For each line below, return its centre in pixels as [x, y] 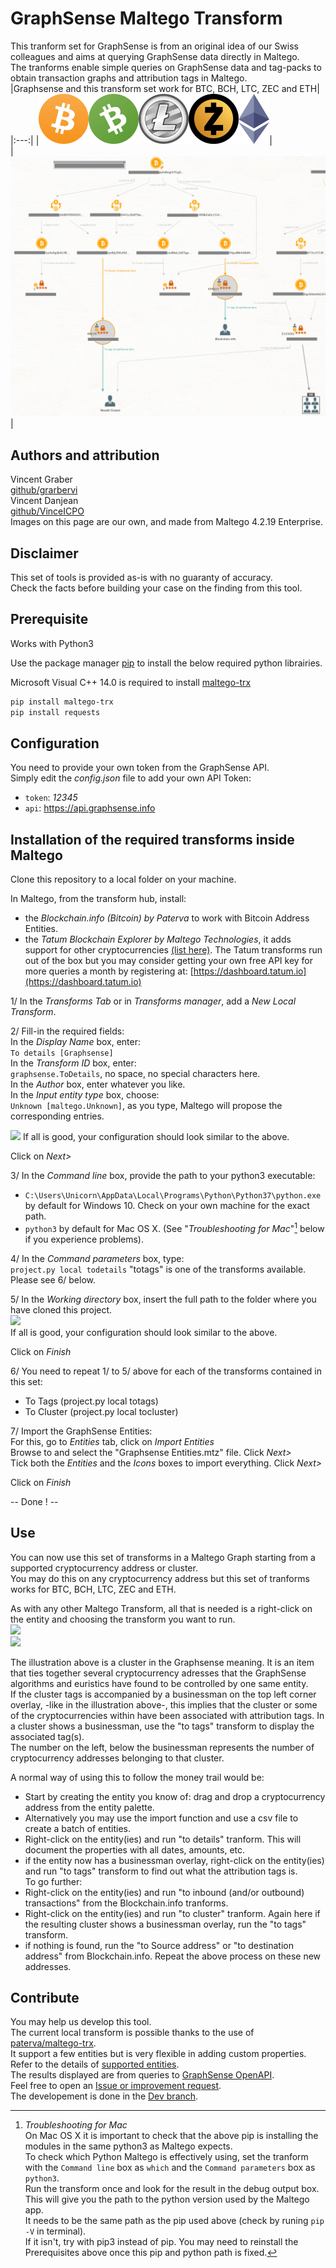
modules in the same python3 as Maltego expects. [128, 2146]
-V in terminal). [55, 2231]
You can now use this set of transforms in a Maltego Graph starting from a [163, 1557]
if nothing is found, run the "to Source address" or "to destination [159, 1945]
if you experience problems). [84, 1239]
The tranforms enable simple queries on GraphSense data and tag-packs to [166, 67]
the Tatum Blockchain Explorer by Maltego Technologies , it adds [158, 939]
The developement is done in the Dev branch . [104, 2096]
